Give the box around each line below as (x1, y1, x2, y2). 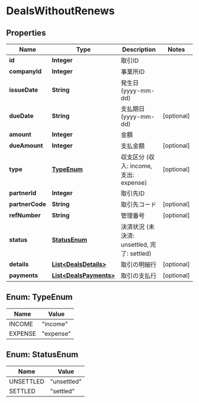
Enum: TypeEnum (6, 292, 73, 302)
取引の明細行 (120, 261, 157, 268)
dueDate (9, 112, 34, 120)
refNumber (9, 211, 41, 219)
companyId (9, 67, 42, 75)
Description (122, 46, 156, 53)
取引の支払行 (120, 272, 157, 280)
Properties (6, 28, 46, 38)
